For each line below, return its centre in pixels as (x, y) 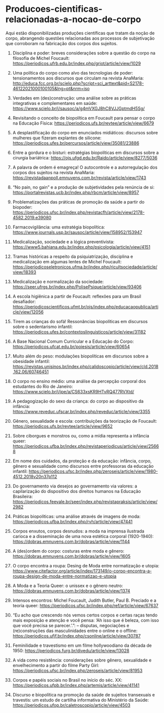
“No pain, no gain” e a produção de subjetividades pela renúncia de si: (83, 187)
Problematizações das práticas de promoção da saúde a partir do (78, 202)
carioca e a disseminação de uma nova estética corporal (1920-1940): (83, 536)
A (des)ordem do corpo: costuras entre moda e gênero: (68, 551)
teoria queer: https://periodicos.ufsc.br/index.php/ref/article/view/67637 (85, 605)
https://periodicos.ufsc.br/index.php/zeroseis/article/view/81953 (78, 670)
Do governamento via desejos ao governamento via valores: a (75, 486)
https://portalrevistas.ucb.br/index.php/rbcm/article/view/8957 (76, 192)
